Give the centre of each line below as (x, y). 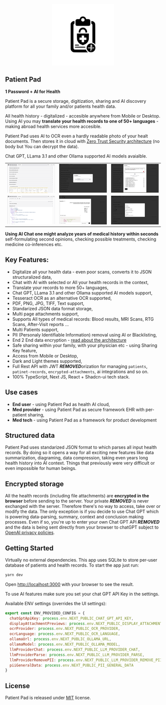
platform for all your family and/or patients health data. (61, 106)
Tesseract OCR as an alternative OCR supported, (62, 298)
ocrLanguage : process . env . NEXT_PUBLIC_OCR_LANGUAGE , (65, 634)
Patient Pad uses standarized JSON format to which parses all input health (81, 447)
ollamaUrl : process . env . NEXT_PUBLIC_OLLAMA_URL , (61, 639)
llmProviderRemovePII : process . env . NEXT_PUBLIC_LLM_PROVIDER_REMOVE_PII (86, 660)
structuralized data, (32, 277)
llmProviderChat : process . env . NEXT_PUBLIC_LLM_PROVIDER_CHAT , (75, 649)
